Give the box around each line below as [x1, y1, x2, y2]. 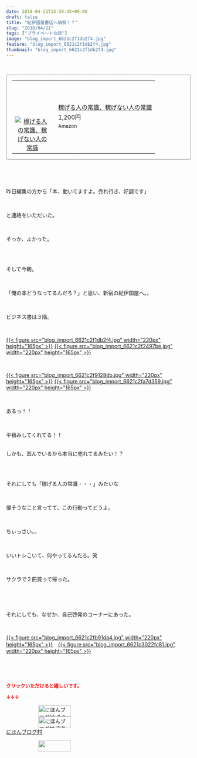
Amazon [58, 123, 77, 130]
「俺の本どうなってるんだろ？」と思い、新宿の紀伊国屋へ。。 [6, 289, 152, 297]
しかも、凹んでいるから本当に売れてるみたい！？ [6, 450, 124, 457]
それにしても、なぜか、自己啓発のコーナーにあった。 [6, 611, 134, 618]
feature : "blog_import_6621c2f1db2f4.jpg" [6, 42, 111, 48]
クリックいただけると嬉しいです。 [6, 682, 82, 689]
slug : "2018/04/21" [6, 25, 54, 31]
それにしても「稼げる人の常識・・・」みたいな [6, 480, 119, 487]
